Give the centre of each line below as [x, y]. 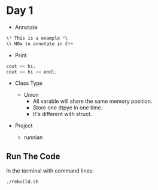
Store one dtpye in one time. [68, 108]
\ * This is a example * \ [37, 38]
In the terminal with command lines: [50, 171]
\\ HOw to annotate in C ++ [40, 44]
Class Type [29, 83]
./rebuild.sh [22, 182]
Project [24, 126]
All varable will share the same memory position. [92, 101]
